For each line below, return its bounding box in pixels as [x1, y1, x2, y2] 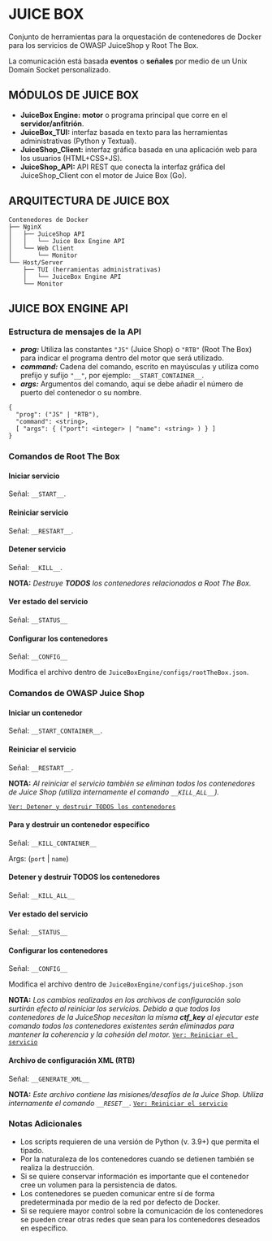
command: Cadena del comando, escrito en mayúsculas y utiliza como [19, 362, 260, 372]
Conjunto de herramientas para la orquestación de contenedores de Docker [8, 32, 262, 41]
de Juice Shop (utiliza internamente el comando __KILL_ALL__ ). [8, 786, 220, 797]
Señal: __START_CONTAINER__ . [8, 725, 103, 736]
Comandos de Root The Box [8, 451, 120, 462]
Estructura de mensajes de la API [8, 326, 142, 337]
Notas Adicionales [8, 1118, 83, 1130]
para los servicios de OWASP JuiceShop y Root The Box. [8, 40, 199, 50]
